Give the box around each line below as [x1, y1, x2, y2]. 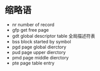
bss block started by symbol [12, 38, 71, 44]
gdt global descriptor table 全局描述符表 [12, 33, 95, 39]
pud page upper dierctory [12, 49, 66, 55]
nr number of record [12, 21, 55, 28]
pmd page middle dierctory [12, 54, 69, 60]
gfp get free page [12, 27, 49, 33]
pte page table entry [12, 60, 55, 66]
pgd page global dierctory [12, 44, 67, 50]
